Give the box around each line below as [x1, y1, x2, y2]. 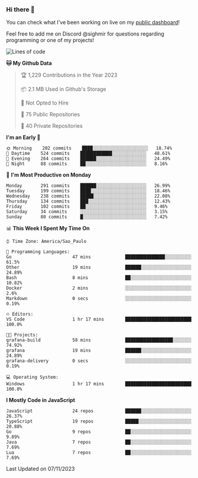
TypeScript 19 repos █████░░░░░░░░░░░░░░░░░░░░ [6, 419, 192, 425]
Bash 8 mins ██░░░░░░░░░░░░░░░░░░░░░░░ [6, 275, 192, 281]
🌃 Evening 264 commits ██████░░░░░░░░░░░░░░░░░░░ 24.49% [6, 156, 170, 162]
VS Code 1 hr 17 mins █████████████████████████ [6, 316, 192, 322]
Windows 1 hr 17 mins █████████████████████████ [6, 381, 192, 387]
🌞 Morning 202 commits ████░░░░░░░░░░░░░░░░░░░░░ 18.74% [6, 145, 173, 151]
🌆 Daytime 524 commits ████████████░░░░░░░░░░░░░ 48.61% [6, 151, 170, 157]
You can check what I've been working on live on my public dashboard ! [6, 19, 180, 26]
